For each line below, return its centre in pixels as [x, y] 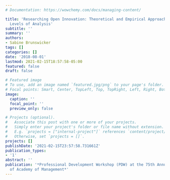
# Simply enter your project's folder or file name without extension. [85, 127]
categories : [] [21, 52]
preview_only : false [31, 109]
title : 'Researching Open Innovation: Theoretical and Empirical [75, 19]
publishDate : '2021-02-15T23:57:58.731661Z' [53, 146]
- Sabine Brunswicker [28, 43]
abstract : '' [19, 160]
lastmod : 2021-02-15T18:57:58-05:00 [44, 61]
